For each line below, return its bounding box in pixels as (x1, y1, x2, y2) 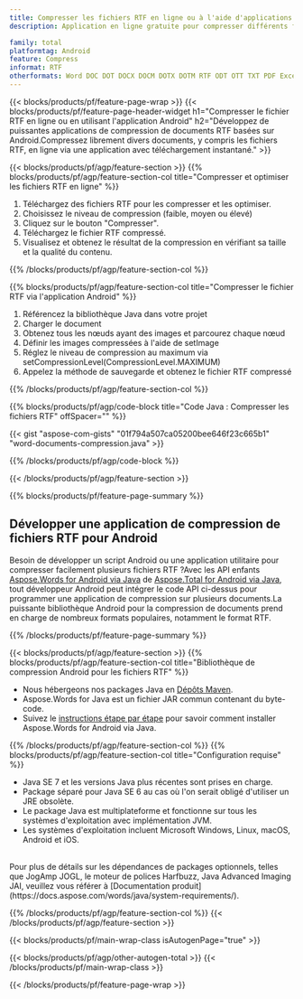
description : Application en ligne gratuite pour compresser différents (9, 22, 289, 31)
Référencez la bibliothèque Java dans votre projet (22, 308, 207, 319)
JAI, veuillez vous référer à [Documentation (9, 880, 170, 891)
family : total (9, 38, 63, 47)
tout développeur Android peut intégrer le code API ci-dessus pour (9, 584, 258, 594)
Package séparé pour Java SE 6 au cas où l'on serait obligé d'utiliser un (22, 786, 289, 797)
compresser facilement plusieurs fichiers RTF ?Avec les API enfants (9, 564, 261, 574)
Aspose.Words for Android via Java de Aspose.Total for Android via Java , (9, 574, 282, 584)
